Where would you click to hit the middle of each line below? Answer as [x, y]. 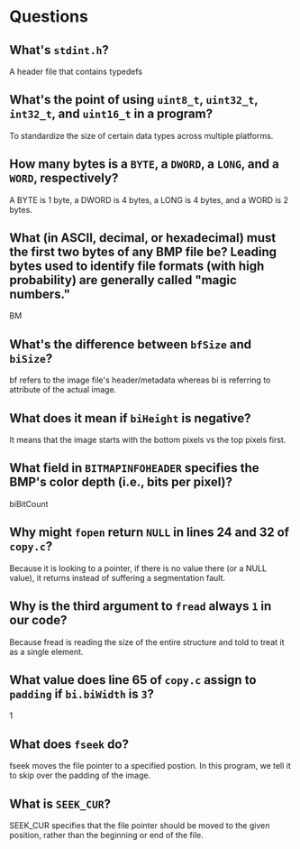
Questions [49, 17]
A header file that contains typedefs [76, 71]
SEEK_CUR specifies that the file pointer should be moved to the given [140, 825]
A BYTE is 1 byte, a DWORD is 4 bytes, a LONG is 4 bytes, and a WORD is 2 [149, 199]
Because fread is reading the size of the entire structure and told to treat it [147, 641]
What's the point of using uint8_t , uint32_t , [134, 100]
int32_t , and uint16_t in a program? [111, 114]
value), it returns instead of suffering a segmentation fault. [118, 577]
